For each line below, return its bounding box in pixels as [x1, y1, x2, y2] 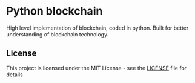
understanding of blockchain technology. [6, 30, 109, 38]
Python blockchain [6, 4, 103, 18]
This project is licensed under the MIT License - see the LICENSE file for [6, 64, 187, 71]
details [6, 71, 23, 78]
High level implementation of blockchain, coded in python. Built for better [6, 24, 189, 32]
